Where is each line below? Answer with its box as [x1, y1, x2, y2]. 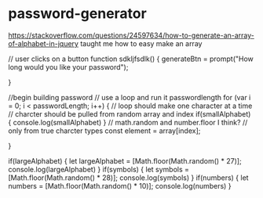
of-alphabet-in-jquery [8, 38, 79, 48]
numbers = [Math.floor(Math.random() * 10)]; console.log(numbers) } [8, 181, 232, 190]
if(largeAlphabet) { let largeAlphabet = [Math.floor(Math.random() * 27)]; [8, 156, 242, 165]
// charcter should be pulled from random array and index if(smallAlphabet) [8, 109, 251, 118]
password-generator [8, 5, 147, 23]
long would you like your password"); [8, 62, 129, 71]
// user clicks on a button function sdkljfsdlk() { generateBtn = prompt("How [8, 54, 254, 63]
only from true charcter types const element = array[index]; [8, 126, 201, 135]
